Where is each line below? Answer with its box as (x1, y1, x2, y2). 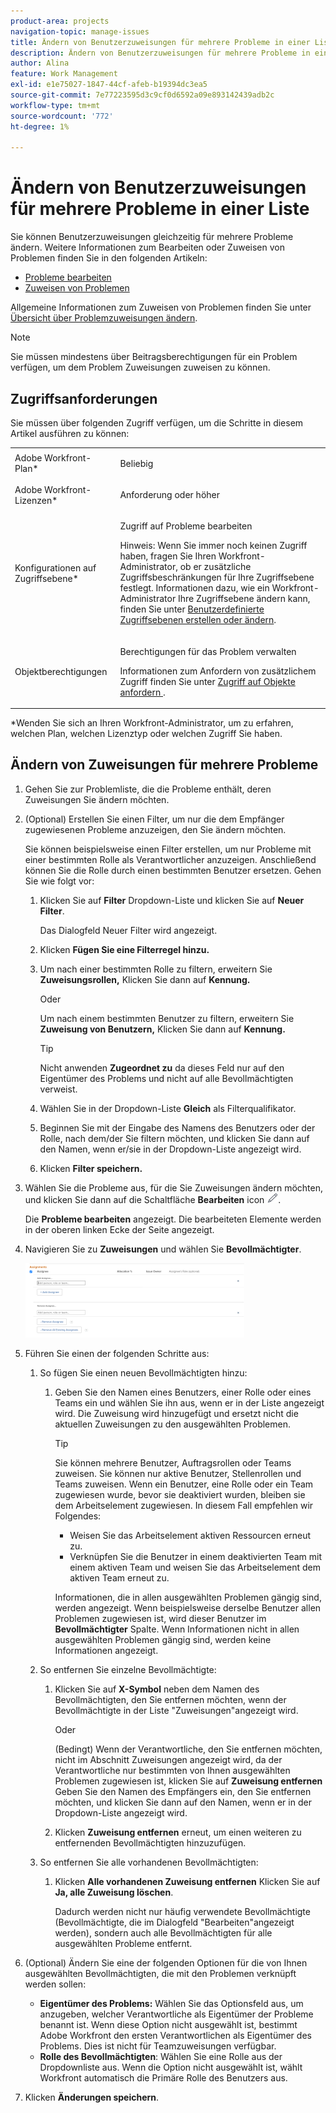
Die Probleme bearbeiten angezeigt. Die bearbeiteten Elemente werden (24, 1213, 322, 1225)
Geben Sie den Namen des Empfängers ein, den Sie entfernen (54, 1785, 312, 1797)
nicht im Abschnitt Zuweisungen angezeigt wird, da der (54, 1753, 283, 1765)
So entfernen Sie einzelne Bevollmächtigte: (39, 1663, 217, 1675)
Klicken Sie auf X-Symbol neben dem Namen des (54, 1683, 260, 1695)
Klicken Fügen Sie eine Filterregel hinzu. (39, 943, 210, 955)
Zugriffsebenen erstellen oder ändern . (119, 614, 277, 626)
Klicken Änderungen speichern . (24, 2091, 160, 2103)
